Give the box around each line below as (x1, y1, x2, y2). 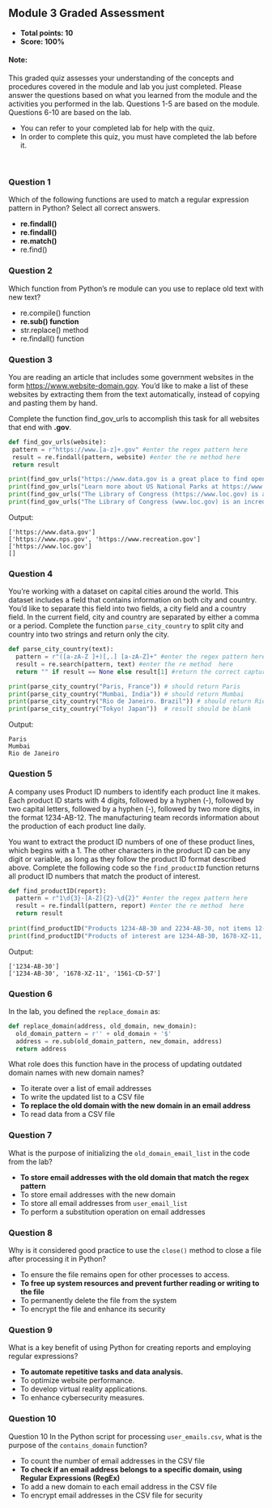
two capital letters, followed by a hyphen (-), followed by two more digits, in (8, 803, 261, 813)
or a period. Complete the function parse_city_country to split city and (8, 621, 244, 631)
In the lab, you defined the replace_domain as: (8, 1006, 160, 1016)
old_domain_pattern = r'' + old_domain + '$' (15, 1029, 172, 1037)
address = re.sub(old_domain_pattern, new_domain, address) (15, 1037, 223, 1046)
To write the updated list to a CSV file (19, 1093, 145, 1102)
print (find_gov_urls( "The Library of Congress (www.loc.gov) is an (8, 498, 241, 506)
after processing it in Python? (8, 1255, 107, 1264)
